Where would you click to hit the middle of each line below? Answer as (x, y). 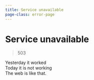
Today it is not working (29, 68)
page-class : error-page (30, 14)
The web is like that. (26, 73)
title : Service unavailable (34, 10)
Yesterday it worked (26, 62)
